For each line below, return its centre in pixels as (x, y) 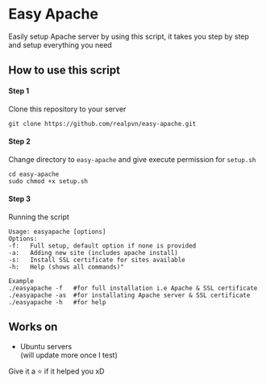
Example (21, 281)
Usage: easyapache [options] (57, 232)
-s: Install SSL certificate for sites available (97, 260)
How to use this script (64, 71)
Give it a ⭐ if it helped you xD (56, 371)
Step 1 (19, 90)
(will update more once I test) (69, 355)
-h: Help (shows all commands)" (66, 267)
